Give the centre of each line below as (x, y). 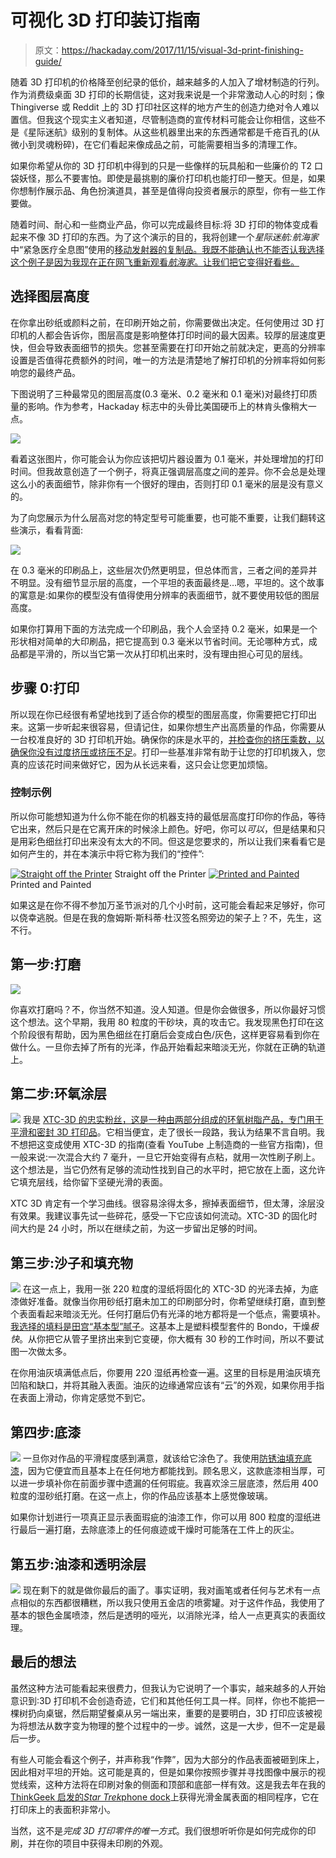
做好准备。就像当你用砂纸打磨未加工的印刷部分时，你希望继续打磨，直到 (167, 1302)
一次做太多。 (45, 1352)
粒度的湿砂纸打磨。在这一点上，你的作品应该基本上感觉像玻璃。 (141, 1496)
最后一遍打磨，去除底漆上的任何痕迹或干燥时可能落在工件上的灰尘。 (159, 1530)
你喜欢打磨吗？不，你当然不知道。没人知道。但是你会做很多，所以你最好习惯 (168, 1009)
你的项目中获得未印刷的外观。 (106, 1843)
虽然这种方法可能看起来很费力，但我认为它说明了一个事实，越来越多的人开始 (168, 1688)
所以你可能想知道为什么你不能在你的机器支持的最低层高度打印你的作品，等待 (168, 816)
